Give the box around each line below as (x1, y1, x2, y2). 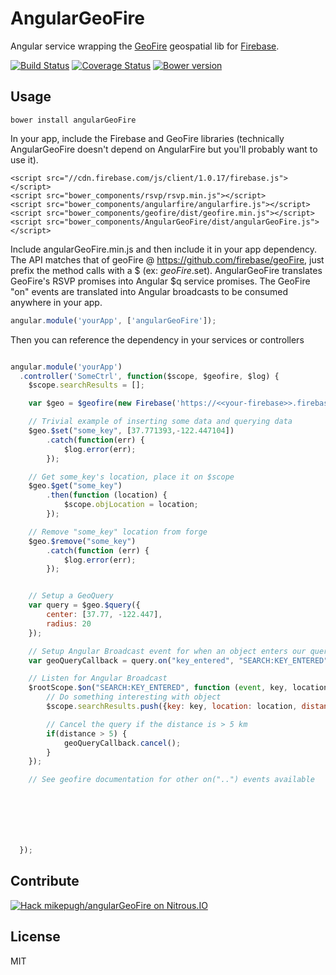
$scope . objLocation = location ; (63, 500, 199, 510)
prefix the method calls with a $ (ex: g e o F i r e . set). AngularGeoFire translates (10, 264, 323, 276)
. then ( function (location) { (46, 490, 168, 501)
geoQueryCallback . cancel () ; (63, 738, 182, 748)
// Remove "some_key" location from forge (28, 527, 208, 537)
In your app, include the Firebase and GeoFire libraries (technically (10, 132, 285, 144)
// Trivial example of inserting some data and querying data (28, 417, 293, 427)
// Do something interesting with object (46, 692, 222, 702)
